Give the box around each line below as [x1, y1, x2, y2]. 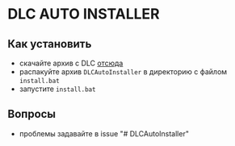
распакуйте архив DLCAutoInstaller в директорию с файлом [19, 67, 228, 77]
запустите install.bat [19, 84, 96, 94]
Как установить [7, 37, 92, 51]
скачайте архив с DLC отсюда [19, 58, 124, 68]
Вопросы [7, 107, 57, 121]
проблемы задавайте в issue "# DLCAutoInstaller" [19, 128, 189, 138]
